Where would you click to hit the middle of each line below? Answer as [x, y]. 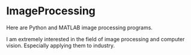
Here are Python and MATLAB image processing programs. [80, 27]
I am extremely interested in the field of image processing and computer [95, 39]
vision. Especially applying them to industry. [61, 45]
